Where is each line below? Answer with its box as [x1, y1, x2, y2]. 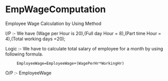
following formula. [5, 51, 43, 57]
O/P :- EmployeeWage [5, 70, 52, 76]
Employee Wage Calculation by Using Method [5, 20, 102, 26]
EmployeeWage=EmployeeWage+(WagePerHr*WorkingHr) [16, 61, 125, 66]
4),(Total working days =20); [5, 36, 65, 42]
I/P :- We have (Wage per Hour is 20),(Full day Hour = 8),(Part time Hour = [5, 30, 162, 36]
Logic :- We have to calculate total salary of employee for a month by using [5, 45, 163, 51]
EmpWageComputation [5, 4, 106, 15]
